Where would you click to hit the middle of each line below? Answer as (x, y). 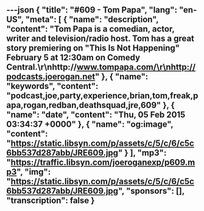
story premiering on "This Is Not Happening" (93, 48)
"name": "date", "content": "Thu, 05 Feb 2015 (96, 115)
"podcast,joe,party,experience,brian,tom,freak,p (102, 96)
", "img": (33, 172)
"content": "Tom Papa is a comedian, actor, (90, 29)
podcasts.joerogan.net (51, 77)
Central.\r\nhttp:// (42, 67)
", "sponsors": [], (151, 191)
